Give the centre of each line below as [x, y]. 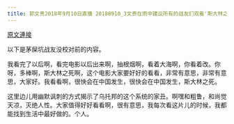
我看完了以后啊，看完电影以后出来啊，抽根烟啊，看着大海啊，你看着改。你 [114, 64]
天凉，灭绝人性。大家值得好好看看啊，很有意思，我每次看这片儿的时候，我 [114, 104]
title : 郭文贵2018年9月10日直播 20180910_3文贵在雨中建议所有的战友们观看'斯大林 [115, 14]
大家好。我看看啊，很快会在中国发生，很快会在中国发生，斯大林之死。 [120, 82]
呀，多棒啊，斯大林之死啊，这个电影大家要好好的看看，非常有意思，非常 [111, 72]
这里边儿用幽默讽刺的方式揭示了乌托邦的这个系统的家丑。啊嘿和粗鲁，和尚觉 [117, 96]
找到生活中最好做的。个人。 [53, 114]
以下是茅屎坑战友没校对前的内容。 [56, 49]
